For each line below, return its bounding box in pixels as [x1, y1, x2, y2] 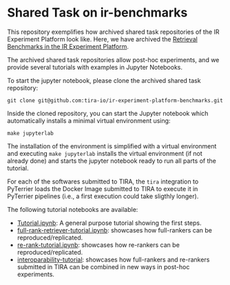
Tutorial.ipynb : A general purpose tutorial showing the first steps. [17, 219, 202, 227]
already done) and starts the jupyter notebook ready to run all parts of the [7, 157, 217, 165]
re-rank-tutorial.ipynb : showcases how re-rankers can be [17, 240, 180, 249]
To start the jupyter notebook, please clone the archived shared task [7, 76, 201, 84]
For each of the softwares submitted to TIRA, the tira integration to [7, 177, 199, 186]
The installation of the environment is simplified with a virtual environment [7, 141, 217, 150]
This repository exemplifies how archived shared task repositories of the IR [7, 28, 220, 36]
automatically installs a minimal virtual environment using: [7, 116, 171, 125]
